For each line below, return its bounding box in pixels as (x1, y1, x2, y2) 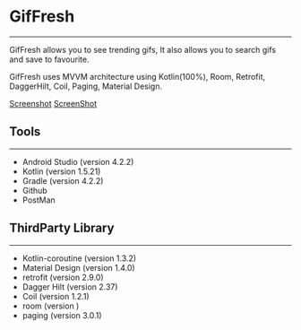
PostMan (21, 195, 56, 205)
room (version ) (21, 300, 80, 311)
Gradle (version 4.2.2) (21, 175, 104, 186)
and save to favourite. (9, 54, 90, 65)
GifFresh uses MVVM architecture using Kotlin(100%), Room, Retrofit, (9, 71, 266, 82)
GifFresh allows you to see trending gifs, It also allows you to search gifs (9, 44, 276, 55)
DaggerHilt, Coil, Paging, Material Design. (9, 81, 163, 91)
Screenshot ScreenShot (9, 98, 98, 109)
